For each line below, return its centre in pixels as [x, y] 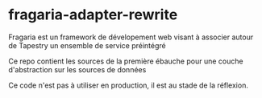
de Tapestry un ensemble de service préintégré [87, 45]
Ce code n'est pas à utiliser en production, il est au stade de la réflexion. [128, 85]
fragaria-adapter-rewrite [93, 15]
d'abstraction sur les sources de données [77, 69]
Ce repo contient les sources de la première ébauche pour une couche [126, 61]
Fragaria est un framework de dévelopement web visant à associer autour [131, 37]
